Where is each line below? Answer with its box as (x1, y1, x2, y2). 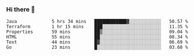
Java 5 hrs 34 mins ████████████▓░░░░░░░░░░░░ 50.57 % (6, 19, 188, 25)
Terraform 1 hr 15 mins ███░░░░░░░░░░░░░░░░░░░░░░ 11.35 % (6, 24, 188, 30)
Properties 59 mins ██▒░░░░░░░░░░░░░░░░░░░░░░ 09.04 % (6, 29, 188, 35)
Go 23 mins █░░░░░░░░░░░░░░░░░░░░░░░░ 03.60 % (6, 44, 188, 51)
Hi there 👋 (6, 5, 36, 14)
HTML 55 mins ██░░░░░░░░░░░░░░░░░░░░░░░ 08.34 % (6, 34, 188, 40)
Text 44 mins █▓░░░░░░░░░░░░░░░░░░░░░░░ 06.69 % (6, 39, 188, 45)
